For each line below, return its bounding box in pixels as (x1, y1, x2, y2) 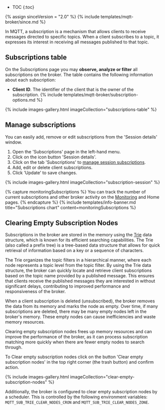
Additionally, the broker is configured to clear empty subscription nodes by (5, 389, 158, 395)
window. (5, 139, 22, 145)
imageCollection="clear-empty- (70, 374, 135, 380)
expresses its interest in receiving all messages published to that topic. (5, 39, 149, 45)
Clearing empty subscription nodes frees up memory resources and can (5, 329, 152, 335)
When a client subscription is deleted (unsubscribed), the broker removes (5, 298, 155, 304)
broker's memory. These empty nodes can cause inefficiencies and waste (5, 314, 156, 320)
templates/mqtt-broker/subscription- (63, 91, 138, 98)
